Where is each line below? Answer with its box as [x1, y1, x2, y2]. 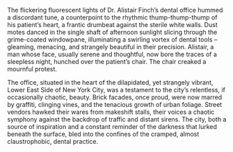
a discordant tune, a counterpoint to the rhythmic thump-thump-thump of [7, 13, 218, 22]
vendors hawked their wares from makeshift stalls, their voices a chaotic [7, 108, 215, 116]
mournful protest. [7, 65, 58, 73]
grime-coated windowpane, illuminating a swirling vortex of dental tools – [7, 35, 218, 44]
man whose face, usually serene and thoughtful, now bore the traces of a [7, 50, 218, 58]
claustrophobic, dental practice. [7, 137, 99, 145]
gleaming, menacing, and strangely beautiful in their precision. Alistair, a [7, 43, 214, 51]
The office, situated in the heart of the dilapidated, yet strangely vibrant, [7, 78, 214, 86]
